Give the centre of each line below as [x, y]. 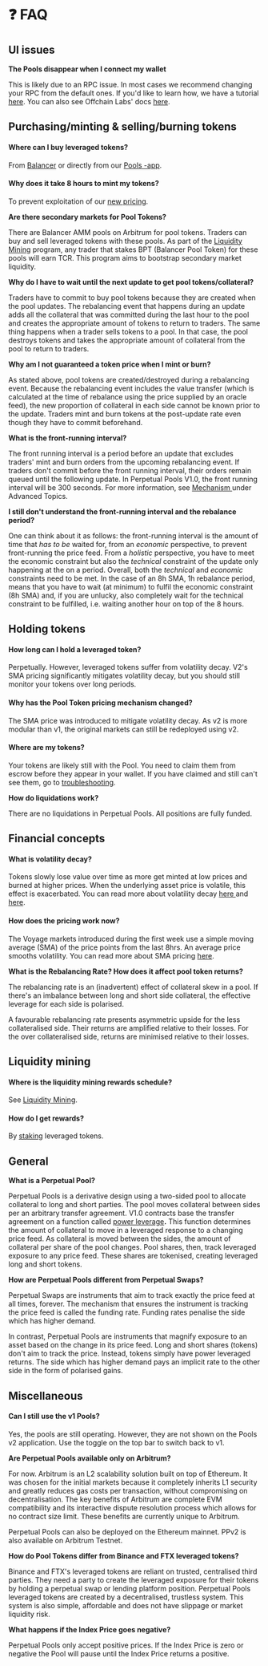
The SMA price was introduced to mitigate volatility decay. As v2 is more [128, 720]
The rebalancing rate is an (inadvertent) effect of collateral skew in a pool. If [133, 987]
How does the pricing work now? [64, 920]
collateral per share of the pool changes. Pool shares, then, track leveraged [132, 1247]
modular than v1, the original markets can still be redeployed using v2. [124, 729]
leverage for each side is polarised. [66, 1003]
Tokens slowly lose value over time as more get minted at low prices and [128, 877]
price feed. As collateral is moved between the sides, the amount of [120, 1238]
